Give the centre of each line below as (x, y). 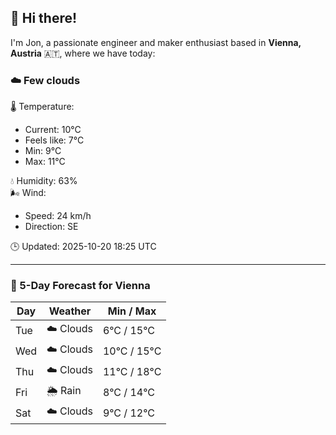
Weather (70, 311)
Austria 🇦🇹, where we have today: (83, 53)
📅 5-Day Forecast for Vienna (80, 286)
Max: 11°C (45, 162)
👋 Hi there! (44, 18)
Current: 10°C (53, 130)
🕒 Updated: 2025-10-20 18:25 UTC (83, 247)
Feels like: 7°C (54, 140)
